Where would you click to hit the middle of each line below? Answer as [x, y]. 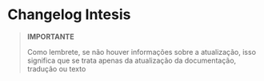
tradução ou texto [56, 68]
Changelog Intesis [69, 15]
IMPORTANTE [50, 37]
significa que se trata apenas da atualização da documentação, [132, 60]
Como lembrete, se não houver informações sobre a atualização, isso [142, 52]
